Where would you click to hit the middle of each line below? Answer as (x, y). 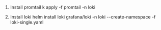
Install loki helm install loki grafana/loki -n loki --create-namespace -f (83, 17)
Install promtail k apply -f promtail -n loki (53, 7)
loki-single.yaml (27, 22)
